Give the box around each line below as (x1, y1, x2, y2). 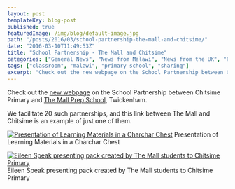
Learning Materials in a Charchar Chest (7, 137, 120, 146)
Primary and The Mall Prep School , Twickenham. (7, 95, 148, 104)
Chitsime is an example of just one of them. (7, 116, 132, 125)
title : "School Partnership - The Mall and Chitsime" (7, 50, 168, 57)
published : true (7, 23, 55, 30)
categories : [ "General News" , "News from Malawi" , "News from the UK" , (7, 56, 220, 63)
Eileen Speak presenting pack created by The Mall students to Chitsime (7, 166, 213, 174)
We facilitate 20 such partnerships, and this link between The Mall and (7, 109, 211, 118)
